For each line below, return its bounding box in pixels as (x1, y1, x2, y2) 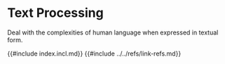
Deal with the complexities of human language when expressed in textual (7, 28, 219, 37)
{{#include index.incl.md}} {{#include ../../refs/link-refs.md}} (7, 49, 182, 58)
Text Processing (7, 5, 104, 21)
